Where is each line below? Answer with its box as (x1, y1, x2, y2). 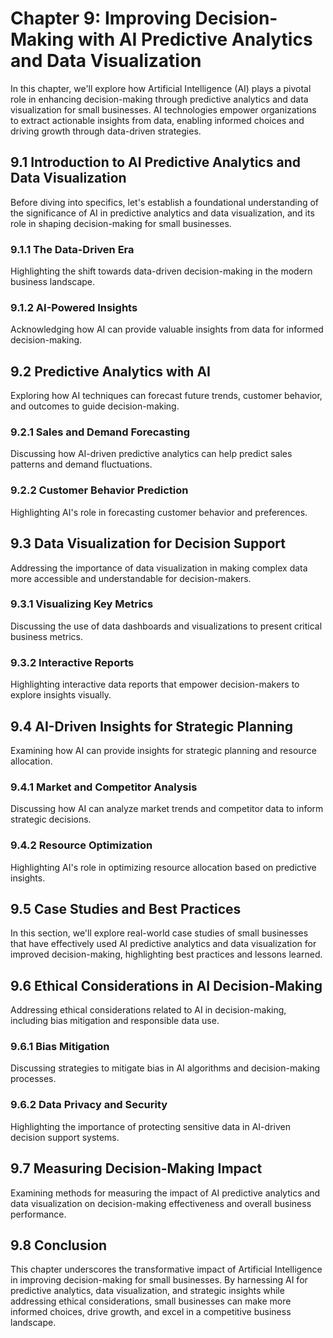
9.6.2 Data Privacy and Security (10, 1098, 168, 1112)
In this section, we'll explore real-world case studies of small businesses (10, 927, 309, 939)
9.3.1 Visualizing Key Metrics (10, 597, 154, 611)
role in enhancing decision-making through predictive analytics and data (10, 93, 309, 105)
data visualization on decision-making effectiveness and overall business (10, 1197, 312, 1209)
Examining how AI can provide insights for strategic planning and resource (10, 744, 317, 756)
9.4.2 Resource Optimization (10, 838, 153, 852)
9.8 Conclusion (10, 1237, 108, 1254)
